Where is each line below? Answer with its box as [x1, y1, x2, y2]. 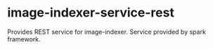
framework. [7, 35, 41, 43]
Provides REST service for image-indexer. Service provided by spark [7, 28, 206, 36]
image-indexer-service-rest [7, 5, 174, 21]
